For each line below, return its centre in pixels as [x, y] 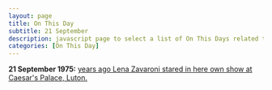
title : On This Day [41, 24]
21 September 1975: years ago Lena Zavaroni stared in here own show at [130, 69]
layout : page [30, 16]
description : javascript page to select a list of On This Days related [134, 39]
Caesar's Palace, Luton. [48, 78]
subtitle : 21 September [49, 31]
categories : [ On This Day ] [54, 46]
